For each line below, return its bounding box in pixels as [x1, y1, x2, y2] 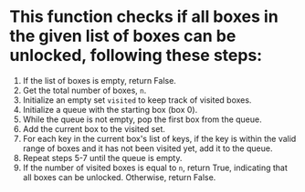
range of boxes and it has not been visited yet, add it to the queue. [22, 143, 273, 154]
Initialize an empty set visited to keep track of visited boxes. [22, 94, 252, 106]
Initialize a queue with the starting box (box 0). [22, 104, 198, 115]
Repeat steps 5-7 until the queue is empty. [22, 152, 183, 163]
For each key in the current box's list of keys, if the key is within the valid [22, 133, 297, 144]
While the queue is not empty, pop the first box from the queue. [22, 114, 262, 125]
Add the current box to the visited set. [22, 123, 166, 134]
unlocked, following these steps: [9, 45, 263, 66]
